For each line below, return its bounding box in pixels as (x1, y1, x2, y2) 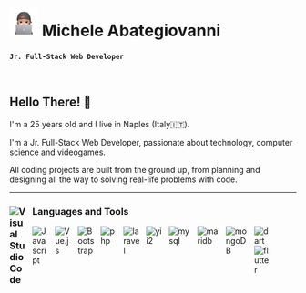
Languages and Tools (32, 205, 129, 217)
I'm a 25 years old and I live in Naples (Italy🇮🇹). (9, 118, 190, 129)
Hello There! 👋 (9, 95, 92, 110)
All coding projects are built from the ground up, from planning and (9, 164, 260, 175)
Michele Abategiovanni (41, 21, 221, 41)
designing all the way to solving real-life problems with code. (9, 174, 239, 185)
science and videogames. (9, 146, 107, 157)
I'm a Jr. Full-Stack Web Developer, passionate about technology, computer (9, 136, 293, 147)
